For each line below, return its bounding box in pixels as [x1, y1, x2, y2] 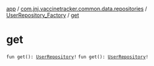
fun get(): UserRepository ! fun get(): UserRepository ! [6, 54, 149, 60]
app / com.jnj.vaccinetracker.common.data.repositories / [6, 5, 147, 12]
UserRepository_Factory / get [6, 12, 80, 19]
